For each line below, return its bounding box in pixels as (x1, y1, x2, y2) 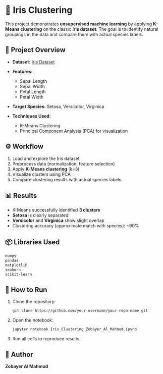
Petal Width (19, 94, 44, 100)
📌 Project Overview (5, 46, 66, 54)
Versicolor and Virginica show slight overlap (12, 217, 105, 223)
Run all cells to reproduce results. (12, 336, 81, 342)
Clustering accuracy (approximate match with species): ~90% (12, 223, 140, 229)
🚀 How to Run (5, 285, 48, 294)
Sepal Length (19, 78, 47, 84)
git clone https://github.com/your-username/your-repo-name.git (12, 308, 148, 314)
